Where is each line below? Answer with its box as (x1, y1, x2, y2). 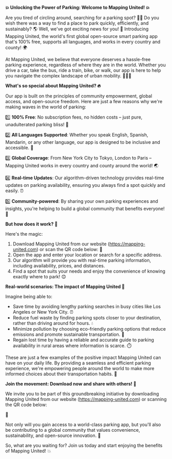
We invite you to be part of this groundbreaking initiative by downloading (5, 391, 159, 397)
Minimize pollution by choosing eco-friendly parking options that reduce (12, 326, 166, 332)
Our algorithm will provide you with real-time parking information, (12, 257, 151, 263)
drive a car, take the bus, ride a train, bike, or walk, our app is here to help (5, 67, 161, 73)
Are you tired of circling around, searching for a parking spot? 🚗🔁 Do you (5, 15, 159, 21)
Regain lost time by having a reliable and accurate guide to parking (12, 337, 154, 343)
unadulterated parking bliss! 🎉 (5, 122, 69, 127)
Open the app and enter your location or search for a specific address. (12, 252, 162, 258)
